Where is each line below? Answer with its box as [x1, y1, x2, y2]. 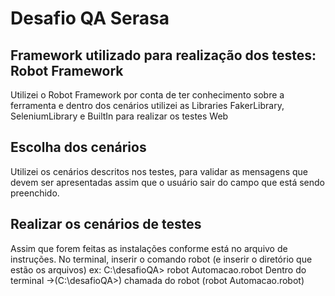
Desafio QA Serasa [10, 7, 170, 30]
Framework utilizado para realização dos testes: [10, 47, 317, 64]
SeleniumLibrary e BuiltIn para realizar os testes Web [10, 110, 229, 122]
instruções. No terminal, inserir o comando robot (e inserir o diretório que [10, 253, 313, 265]
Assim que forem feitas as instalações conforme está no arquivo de [10, 242, 288, 254]
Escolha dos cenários [10, 139, 147, 156]
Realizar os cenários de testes [10, 216, 202, 233]
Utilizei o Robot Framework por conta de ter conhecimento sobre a [10, 89, 285, 101]
